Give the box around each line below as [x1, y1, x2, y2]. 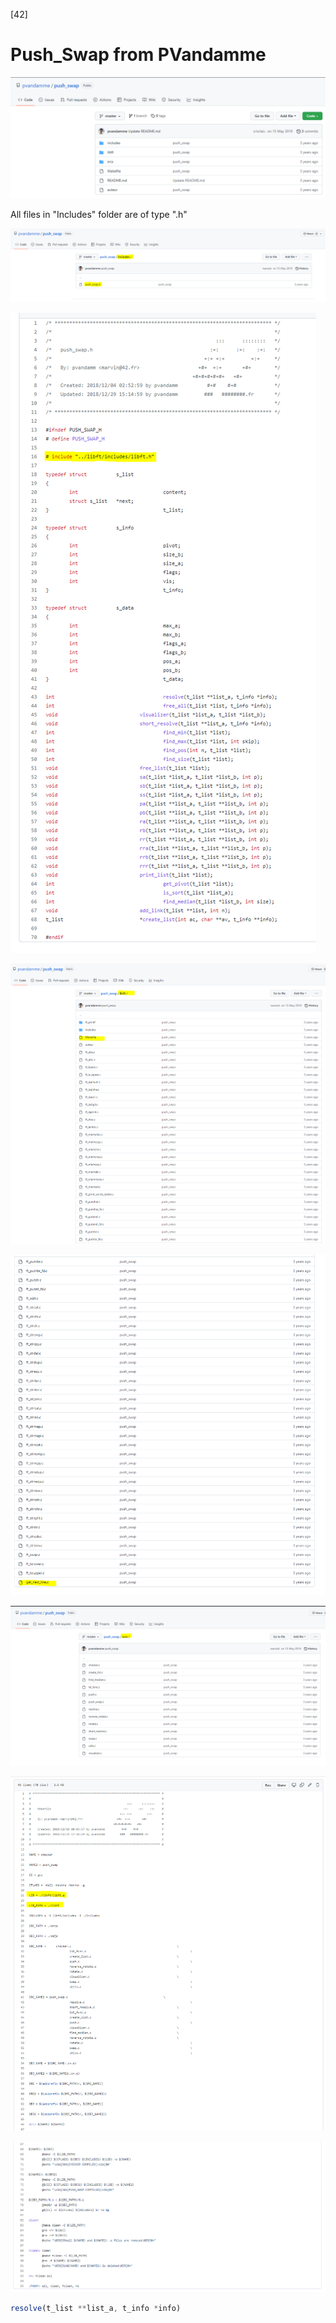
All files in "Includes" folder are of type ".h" [10, 208, 188, 220]
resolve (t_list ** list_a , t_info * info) [10, 2303, 182, 2313]
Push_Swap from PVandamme [10, 44, 267, 66]
